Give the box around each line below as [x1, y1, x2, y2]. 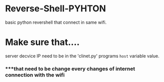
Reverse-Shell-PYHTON [5, 3, 107, 14]
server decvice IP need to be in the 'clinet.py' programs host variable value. [5, 53, 160, 59]
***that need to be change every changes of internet [5, 65, 135, 72]
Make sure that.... [5, 37, 80, 48]
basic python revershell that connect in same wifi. [5, 19, 107, 25]
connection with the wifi [5, 71, 65, 78]
